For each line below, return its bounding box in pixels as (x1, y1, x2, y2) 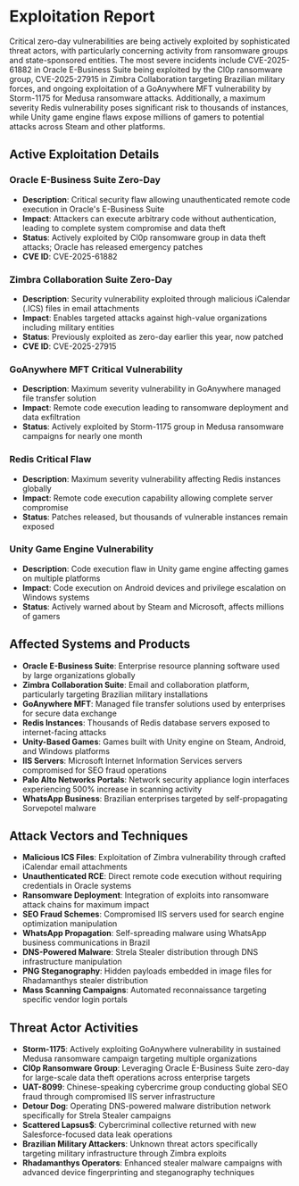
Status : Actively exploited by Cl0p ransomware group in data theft (21, 232, 266, 243)
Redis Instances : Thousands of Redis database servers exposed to (21, 717, 270, 728)
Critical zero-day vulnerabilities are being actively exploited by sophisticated (9, 36, 291, 46)
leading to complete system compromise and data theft (21, 222, 226, 233)
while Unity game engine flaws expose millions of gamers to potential (9, 112, 265, 122)
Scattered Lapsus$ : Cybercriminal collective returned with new (21, 1120, 257, 1131)
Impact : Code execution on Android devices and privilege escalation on (21, 582, 287, 593)
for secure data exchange (21, 708, 118, 718)
